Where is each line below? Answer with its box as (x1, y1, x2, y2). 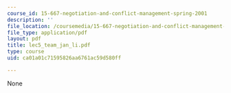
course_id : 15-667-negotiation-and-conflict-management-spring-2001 (7, 10, 208, 17)
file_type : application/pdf (7, 29, 88, 36)
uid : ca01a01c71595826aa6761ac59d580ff (7, 55, 122, 62)
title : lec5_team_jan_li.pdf (7, 42, 91, 49)
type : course (7, 49, 45, 55)
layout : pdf (7, 36, 41, 42)
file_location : (7, 23, 51, 29)
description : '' (7, 16, 54, 23)
